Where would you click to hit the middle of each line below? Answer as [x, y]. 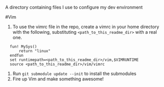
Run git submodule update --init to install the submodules [74, 73]
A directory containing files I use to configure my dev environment [74, 7]
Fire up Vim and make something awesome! [58, 79]
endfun [17, 55]
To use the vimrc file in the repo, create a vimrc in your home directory [86, 27]
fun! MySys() [23, 47]
